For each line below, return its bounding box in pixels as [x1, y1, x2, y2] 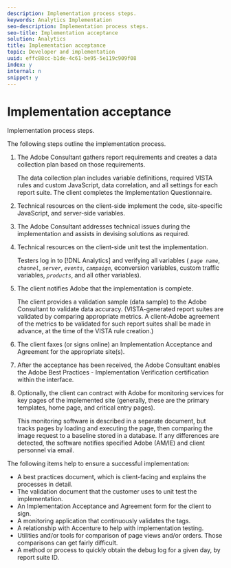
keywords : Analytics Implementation [7, 17, 112, 23]
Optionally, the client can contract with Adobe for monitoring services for [16, 389, 224, 397]
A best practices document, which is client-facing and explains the [16, 473, 206, 481]
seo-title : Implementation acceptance [7, 29, 118, 36]
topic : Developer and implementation [7, 49, 115, 56]
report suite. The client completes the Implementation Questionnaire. [16, 189, 212, 197]
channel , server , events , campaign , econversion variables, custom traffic [16, 264, 220, 272]
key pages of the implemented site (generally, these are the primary [16, 397, 210, 405]
